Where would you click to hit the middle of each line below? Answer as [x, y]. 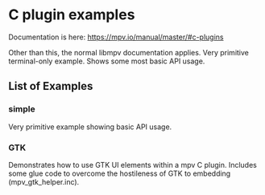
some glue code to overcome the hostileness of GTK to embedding [120, 173]
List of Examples [51, 86]
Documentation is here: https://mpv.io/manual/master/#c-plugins [116, 37]
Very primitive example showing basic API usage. [90, 127]
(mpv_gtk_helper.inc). [44, 181]
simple [22, 109]
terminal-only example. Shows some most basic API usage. [107, 61]
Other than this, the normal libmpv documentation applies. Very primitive [129, 52]
